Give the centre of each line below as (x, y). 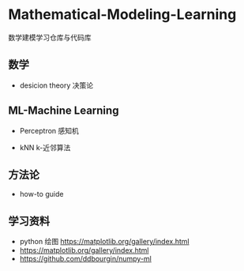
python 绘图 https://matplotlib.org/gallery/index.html (104, 242)
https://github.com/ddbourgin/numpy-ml (85, 259)
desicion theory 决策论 (56, 85)
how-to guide (41, 194)
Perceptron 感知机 (49, 130)
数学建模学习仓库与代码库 (50, 37)
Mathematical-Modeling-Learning (122, 15)
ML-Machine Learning (64, 111)
